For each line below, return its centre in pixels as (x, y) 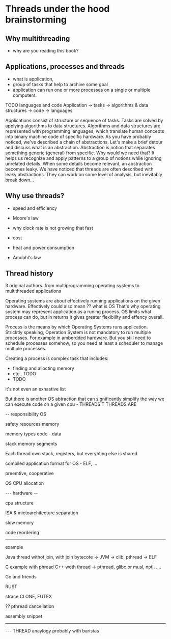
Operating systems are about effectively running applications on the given (83, 301)
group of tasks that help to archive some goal (60, 84)
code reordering (22, 533)
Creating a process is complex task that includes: (57, 358)
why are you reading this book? (46, 51)
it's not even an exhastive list (36, 389)
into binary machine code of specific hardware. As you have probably (78, 136)
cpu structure (20, 503)
